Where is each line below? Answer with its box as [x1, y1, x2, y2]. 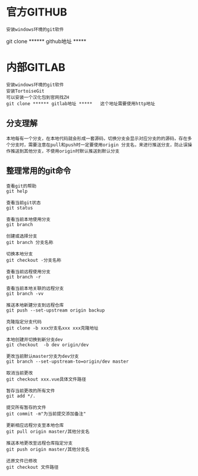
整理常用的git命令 [6, 166, 71, 176]
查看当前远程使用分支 [6, 268, 51, 275]
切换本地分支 [6, 250, 33, 257]
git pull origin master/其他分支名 [6, 429, 90, 434]
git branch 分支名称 [6, 239, 54, 245]
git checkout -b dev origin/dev [6, 342, 89, 348]
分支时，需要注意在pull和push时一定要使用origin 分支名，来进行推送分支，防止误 [10, 142, 188, 148]
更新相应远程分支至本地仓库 [6, 422, 64, 428]
